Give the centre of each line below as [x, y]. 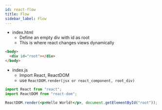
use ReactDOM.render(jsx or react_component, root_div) [77, 80]
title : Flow [17, 14]
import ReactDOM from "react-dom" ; [41, 94]
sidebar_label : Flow [26, 18]
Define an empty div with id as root [54, 37]
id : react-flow [20, 9]
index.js [20, 70]
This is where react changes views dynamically [67, 43]
